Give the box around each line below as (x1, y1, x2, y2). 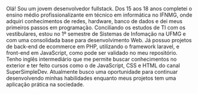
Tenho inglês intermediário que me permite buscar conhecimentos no (6, 56, 177, 62)
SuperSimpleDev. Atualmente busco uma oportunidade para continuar (6, 68, 178, 75)
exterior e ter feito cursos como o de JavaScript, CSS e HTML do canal (6, 62, 180, 69)
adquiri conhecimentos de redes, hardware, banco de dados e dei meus (6, 18, 183, 24)
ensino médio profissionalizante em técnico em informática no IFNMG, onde (6, 11, 193, 18)
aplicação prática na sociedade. (6, 81, 84, 88)
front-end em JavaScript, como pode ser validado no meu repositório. (6, 49, 178, 56)
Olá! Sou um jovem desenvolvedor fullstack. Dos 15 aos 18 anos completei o (6, 5, 192, 12)
